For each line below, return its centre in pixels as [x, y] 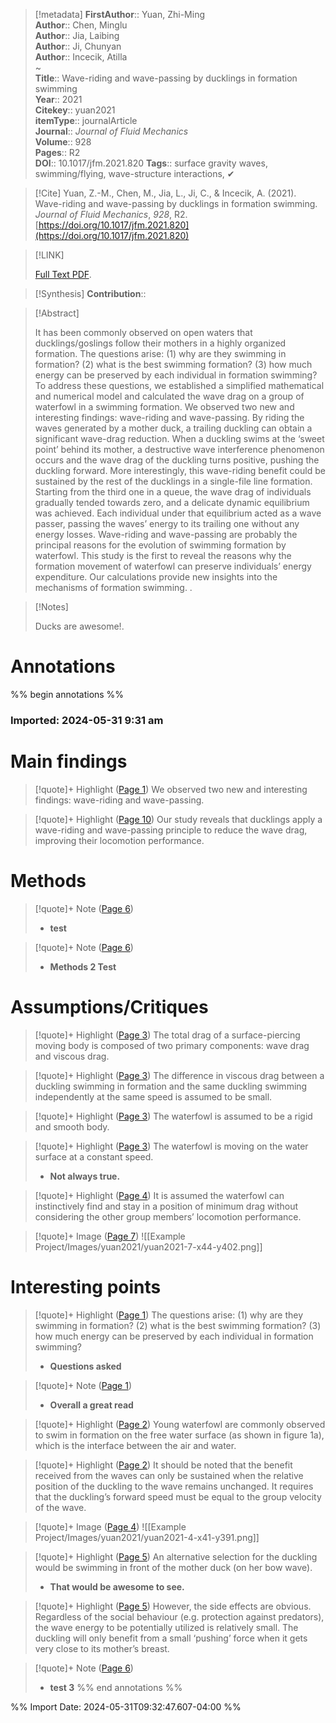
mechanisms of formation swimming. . [113, 587]
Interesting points [86, 1286]
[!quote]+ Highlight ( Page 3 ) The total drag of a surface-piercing [167, 1035]
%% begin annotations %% [67, 694]
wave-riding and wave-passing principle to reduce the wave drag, [171, 830]
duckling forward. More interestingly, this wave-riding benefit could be [180, 470]
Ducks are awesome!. [79, 626]
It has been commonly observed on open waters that [143, 332]
